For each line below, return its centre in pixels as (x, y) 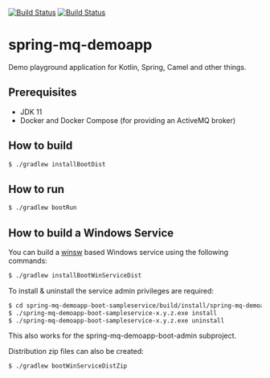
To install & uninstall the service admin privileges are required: (111, 290)
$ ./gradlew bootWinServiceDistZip (68, 366)
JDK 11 (31, 112)
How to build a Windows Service (91, 233)
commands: (28, 261)
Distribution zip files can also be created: (76, 351)
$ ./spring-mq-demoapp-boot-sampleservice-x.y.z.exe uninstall (117, 320)
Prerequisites (43, 92)
